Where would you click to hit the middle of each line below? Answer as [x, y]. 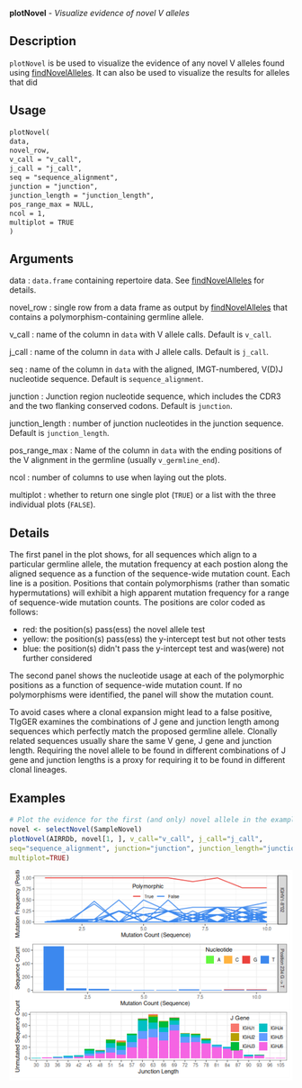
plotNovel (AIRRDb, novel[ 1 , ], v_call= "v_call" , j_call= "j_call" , [136, 839]
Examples [37, 798]
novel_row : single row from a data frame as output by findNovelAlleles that [148, 308]
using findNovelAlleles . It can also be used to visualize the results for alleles [150, 72]
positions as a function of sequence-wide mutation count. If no [126, 685]
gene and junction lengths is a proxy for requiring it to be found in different [147, 760]
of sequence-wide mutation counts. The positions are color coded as [138, 603]
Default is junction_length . [59, 433]
